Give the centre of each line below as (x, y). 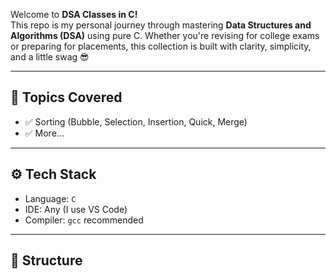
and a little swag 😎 (50, 57)
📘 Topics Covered (66, 97)
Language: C (50, 198)
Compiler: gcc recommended (84, 220)
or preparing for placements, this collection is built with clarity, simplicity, (161, 46)
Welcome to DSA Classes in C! (74, 14)
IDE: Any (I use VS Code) (76, 209)
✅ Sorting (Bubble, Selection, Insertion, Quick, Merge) (136, 121)
